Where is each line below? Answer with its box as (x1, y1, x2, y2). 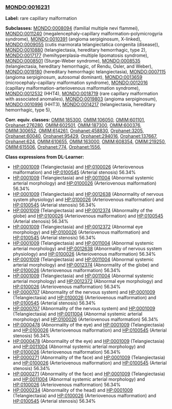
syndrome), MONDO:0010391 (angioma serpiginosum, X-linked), (5, 36, 142, 42)
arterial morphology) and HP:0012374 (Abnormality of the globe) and (12, 262, 159, 268)
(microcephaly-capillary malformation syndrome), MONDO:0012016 (5, 79, 148, 86)
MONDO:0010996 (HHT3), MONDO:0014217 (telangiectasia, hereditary (5, 101, 156, 108)
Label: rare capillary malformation (5, 15, 77, 22)
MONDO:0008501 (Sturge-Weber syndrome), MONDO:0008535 (5, 58, 141, 64)
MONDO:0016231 (5, 4, 50, 11)
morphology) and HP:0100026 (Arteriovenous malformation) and (12, 229, 150, 235)
